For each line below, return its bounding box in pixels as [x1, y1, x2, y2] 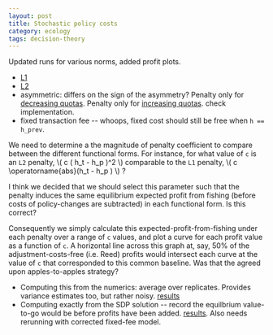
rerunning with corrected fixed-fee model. [19, 317, 162, 327]
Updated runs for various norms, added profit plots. [8, 57, 181, 67]
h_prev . [19, 124, 45, 134]
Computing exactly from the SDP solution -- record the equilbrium [19, 300, 241, 310]
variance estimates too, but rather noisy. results [19, 291, 180, 301]
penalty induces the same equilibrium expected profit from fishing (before [8, 190, 256, 200]
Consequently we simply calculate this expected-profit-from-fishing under [8, 224, 258, 233]
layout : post [8, 11, 53, 20]
